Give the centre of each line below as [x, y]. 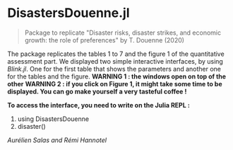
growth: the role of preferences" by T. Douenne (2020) [104, 40]
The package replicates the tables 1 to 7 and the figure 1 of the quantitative [116, 54]
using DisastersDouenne [53, 119]
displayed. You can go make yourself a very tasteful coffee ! [97, 91]
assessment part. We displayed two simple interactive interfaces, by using [115, 61]
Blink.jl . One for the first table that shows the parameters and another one [114, 69]
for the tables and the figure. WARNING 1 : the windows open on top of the [117, 76]
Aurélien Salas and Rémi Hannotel [57, 140]
